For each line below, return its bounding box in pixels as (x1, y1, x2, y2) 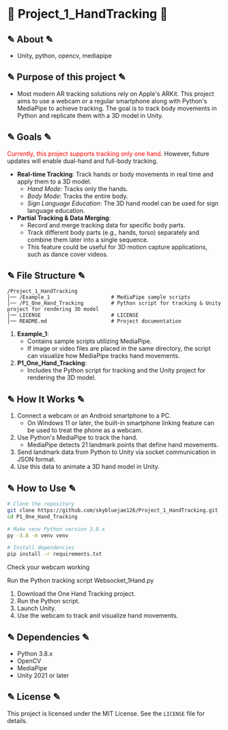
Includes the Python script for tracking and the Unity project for (27, 366, 206, 375)
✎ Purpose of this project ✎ (7, 71, 126, 83)
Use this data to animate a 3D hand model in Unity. (16, 462, 160, 471)
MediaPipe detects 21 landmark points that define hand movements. (27, 441, 218, 449)
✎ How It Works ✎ (7, 393, 85, 405)
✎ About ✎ (7, 34, 53, 45)
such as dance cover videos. (27, 250, 109, 258)
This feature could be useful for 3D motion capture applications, (27, 242, 208, 251)
